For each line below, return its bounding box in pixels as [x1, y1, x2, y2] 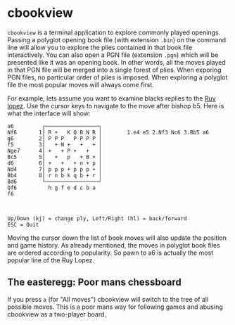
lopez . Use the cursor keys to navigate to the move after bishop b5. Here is [7, 101, 224, 110]
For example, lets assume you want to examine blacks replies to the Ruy [7, 94, 216, 103]
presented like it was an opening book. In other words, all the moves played [7, 58, 227, 66]
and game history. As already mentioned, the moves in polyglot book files [7, 241, 220, 249]
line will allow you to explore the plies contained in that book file [7, 43, 193, 51]
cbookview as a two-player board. [7, 310, 107, 318]
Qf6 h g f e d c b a [7, 184, 96, 191]
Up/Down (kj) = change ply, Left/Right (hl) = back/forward [7, 215, 188, 222]
